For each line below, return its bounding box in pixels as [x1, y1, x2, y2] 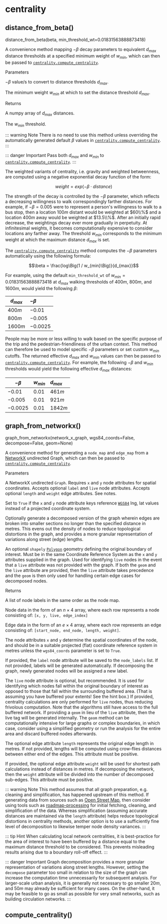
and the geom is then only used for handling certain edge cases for [5, 572, 141, 578]
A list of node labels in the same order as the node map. [5, 597, 120, 603]
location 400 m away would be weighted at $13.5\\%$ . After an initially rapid [5, 214, 161, 220]
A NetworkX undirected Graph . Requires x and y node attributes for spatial [5, 480, 157, 486]
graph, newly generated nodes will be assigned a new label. [5, 668, 129, 674]
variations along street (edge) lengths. [5, 536, 84, 542]
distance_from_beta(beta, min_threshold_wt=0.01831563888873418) [5, 36, 146, 42]
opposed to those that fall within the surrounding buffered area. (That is [5, 688, 153, 694]
